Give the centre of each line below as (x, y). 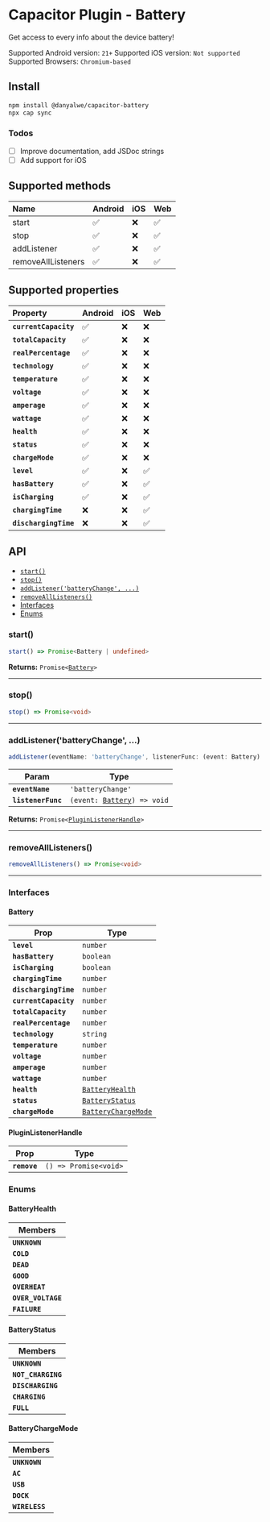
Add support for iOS (53, 160)
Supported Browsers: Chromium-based (70, 61)
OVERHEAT (29, 1287)
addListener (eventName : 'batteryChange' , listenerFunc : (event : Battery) (135, 757)
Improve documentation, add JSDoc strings (92, 151)
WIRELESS (29, 1506)
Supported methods (59, 186)
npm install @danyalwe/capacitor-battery (79, 105)
